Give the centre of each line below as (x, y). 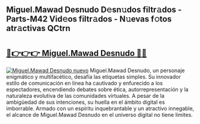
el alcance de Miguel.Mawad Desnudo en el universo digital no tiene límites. (99, 115)
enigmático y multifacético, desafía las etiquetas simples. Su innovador (93, 77)
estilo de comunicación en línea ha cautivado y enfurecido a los (84, 83)
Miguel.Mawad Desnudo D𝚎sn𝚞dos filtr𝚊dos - (94, 10)
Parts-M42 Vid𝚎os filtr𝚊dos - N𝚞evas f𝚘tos (89, 19)
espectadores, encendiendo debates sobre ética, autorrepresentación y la (98, 89)
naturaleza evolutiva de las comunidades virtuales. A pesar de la (85, 96)
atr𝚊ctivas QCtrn (38, 28)
